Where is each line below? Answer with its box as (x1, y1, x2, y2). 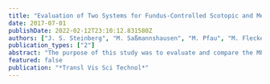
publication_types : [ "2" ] (8, 42, 95, 50)
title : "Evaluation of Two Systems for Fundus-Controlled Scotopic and (8, 11, 253, 20)
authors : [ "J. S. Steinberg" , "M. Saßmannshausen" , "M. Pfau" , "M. (8, 34, 239, 42)
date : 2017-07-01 (8, 19, 67, 27)
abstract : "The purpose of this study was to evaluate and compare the (8, 49, 253, 57)
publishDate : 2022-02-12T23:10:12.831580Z (8, 26, 153, 34)
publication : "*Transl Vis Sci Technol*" (8, 64, 149, 72)
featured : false (8, 57, 63, 65)
